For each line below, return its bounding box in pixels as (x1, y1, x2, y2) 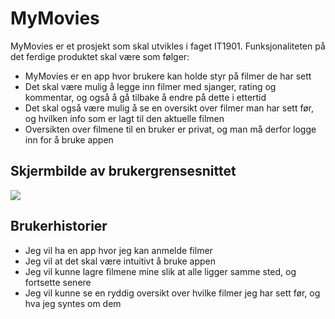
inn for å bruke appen (24, 133, 114, 146)
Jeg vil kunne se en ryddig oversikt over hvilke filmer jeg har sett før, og (24, 287, 321, 299)
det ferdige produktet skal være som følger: (10, 50, 190, 62)
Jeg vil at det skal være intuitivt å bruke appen (24, 255, 217, 267)
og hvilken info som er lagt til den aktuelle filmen (24, 112, 225, 124)
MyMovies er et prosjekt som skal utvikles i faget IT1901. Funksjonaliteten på (10, 40, 326, 52)
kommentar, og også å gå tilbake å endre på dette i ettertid (24, 91, 267, 103)
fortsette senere (24, 276, 92, 288)
